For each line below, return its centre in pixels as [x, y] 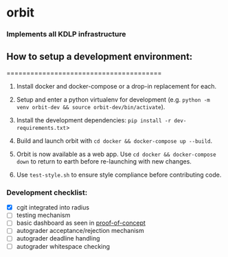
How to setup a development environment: [100, 56]
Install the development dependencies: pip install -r [94, 120]
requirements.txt [41, 128]
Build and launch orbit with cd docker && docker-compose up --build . [114, 141]
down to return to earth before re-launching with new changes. [104, 161]
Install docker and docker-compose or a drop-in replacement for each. [116, 86]
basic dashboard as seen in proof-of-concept [81, 223]
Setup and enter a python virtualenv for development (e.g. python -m [113, 99]
